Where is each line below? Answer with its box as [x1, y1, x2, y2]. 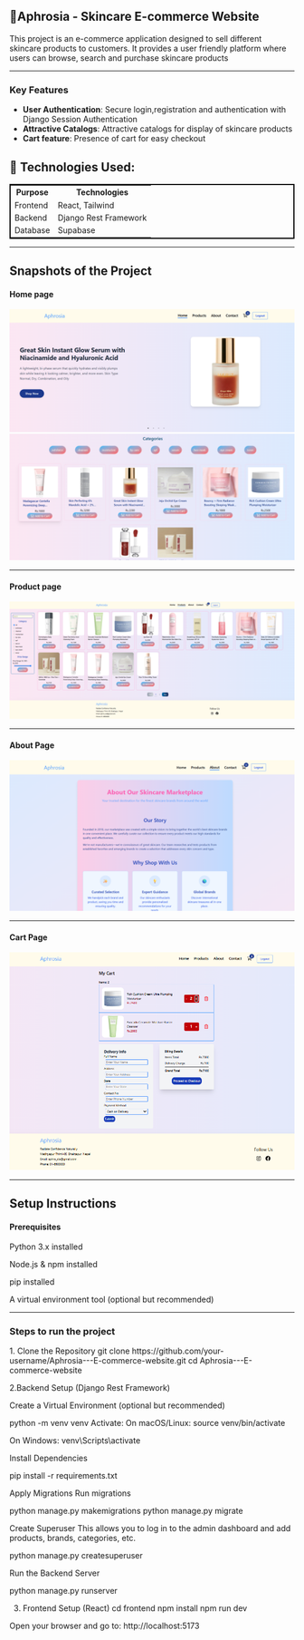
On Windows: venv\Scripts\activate [9, 1435, 141, 1446]
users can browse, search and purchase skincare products [9, 52, 229, 63]
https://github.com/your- [131, 1345, 224, 1356]
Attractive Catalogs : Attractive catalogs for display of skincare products [22, 123, 293, 134]
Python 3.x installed [9, 1241, 83, 1252]
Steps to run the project [9, 1325, 116, 1338]
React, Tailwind [57, 199, 115, 210]
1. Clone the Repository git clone [9, 1345, 130, 1356]
